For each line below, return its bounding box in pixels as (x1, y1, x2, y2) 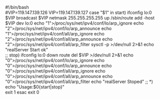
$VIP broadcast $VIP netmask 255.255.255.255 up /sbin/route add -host (5, 15, 155, 20)
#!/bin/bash (5, 4, 29, 10)
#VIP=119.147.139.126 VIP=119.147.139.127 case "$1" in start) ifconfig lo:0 (5, 9, 152, 15)
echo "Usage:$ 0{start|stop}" (5, 84, 65, 89)
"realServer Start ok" (5, 47, 48, 52)
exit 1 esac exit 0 (5, 89, 39, 95)
